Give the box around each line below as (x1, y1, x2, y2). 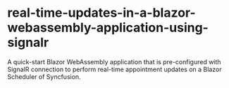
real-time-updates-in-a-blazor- (7, 5, 196, 21)
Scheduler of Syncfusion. (7, 72, 81, 81)
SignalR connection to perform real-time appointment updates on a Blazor (7, 65, 222, 73)
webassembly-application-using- (7, 20, 209, 36)
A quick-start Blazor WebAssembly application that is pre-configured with (7, 57, 221, 66)
